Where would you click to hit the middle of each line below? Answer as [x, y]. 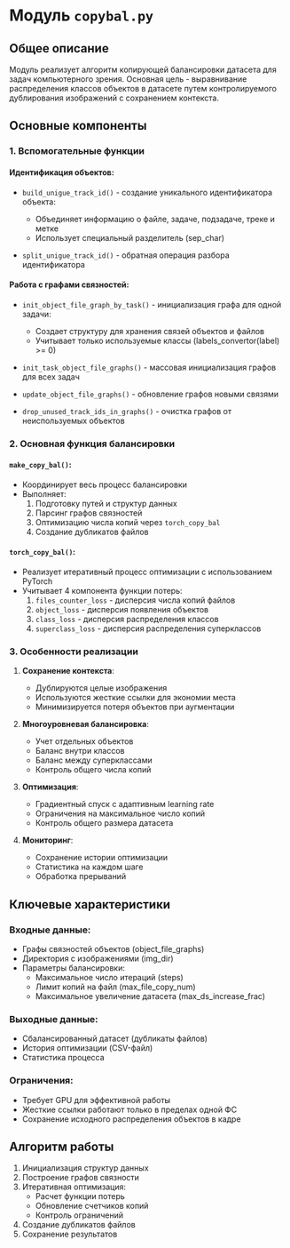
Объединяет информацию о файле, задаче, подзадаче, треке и [155, 219]
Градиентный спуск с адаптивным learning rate [125, 804]
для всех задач [51, 376]
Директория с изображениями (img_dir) [98, 959]
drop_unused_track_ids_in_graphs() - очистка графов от [127, 411]
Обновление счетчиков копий [92, 1206]
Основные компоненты [78, 126]
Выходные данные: [54, 1019]
